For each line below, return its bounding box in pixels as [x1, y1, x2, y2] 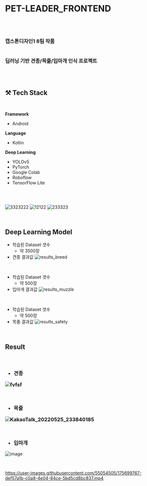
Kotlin [12, 140, 24, 146]
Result [5, 343, 26, 351]
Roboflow [12, 174, 32, 180]
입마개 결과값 [12, 286, 38, 292]
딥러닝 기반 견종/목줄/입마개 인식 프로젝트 [5, 57, 97, 64]
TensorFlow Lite [12, 180, 45, 186]
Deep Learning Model [5, 228, 72, 237]
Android [12, 121, 29, 127]
